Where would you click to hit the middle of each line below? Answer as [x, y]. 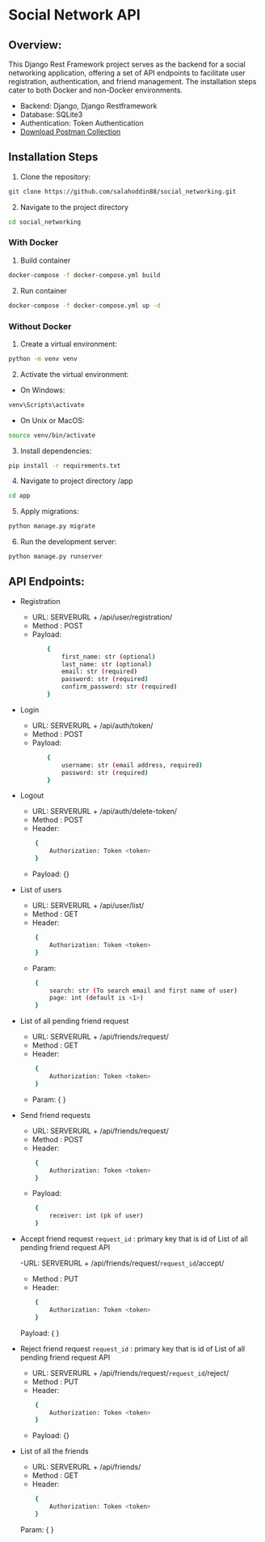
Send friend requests [55, 1115]
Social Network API [75, 15]
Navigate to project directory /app [76, 481]
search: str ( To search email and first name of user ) [144, 991]
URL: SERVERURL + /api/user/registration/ [102, 617]
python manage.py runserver [56, 557]
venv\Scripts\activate [46, 405]
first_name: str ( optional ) [108, 657]
